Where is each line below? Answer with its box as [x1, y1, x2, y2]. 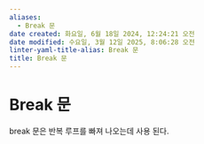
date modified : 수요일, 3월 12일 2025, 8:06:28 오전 [9, 37, 195, 47]
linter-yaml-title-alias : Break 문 [9, 46, 139, 55]
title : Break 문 [9, 54, 68, 63]
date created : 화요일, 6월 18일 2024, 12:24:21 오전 [9, 29, 195, 38]
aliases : [9, 12, 42, 22]
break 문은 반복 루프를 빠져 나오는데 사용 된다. [9, 125, 170, 136]
